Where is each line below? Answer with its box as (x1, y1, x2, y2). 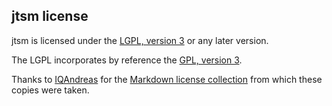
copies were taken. (11, 84, 90, 96)
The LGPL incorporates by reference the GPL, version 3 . (11, 54, 243, 66)
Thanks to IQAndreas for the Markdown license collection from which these (11, 73, 323, 85)
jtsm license (11, 8, 89, 25)
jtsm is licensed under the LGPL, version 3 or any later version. (11, 34, 269, 46)
